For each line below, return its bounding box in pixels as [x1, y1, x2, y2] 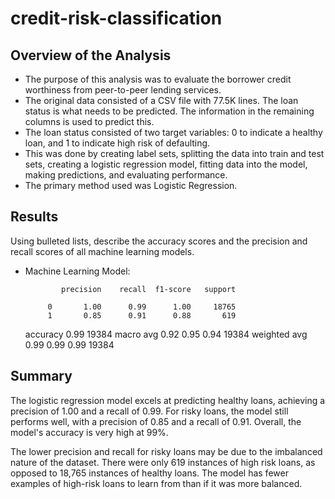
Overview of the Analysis [10, 47, 172, 64]
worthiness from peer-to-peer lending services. [24, 84, 222, 96]
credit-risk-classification [10, 7, 223, 30]
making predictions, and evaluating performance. [24, 169, 228, 181]
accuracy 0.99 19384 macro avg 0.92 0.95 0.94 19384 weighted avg [24, 328, 308, 340]
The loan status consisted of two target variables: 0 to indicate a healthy [24, 127, 323, 138]
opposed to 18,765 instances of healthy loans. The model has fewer [10, 467, 289, 479]
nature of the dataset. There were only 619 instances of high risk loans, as [10, 456, 316, 468]
